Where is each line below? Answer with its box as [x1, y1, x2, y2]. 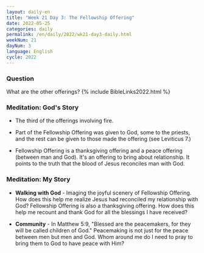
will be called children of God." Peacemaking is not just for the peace [15, 226, 189, 234]
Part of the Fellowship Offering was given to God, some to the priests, [15, 129, 191, 136]
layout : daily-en [6, 9, 51, 15]
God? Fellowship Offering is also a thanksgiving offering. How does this [15, 202, 195, 209]
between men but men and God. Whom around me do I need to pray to [15, 233, 193, 240]
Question [6, 74, 35, 83]
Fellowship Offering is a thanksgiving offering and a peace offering [15, 147, 183, 154]
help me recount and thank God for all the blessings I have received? [15, 208, 188, 216]
